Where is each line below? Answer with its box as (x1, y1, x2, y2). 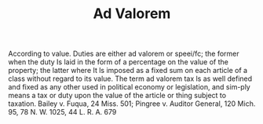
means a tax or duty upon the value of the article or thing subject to (8, 91, 226, 100)
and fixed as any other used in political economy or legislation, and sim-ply (8, 82, 251, 92)
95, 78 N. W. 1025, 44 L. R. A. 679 (8, 108, 117, 117)
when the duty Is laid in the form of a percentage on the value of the (8, 57, 229, 67)
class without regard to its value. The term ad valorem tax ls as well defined (8, 74, 253, 83)
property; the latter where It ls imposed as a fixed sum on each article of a (8, 66, 248, 75)
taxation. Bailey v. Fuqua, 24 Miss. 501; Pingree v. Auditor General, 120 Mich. (8, 99, 256, 108)
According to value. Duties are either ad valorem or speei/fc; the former (8, 49, 239, 59)
